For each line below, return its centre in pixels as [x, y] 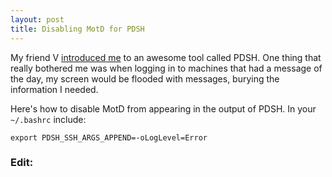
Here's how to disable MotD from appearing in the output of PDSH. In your [163, 108]
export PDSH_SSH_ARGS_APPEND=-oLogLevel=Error [109, 137]
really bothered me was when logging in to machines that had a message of [166, 68]
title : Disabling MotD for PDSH [77, 29]
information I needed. [54, 89]
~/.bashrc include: [48, 119]
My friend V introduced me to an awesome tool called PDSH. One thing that [166, 57]
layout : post [37, 19]
